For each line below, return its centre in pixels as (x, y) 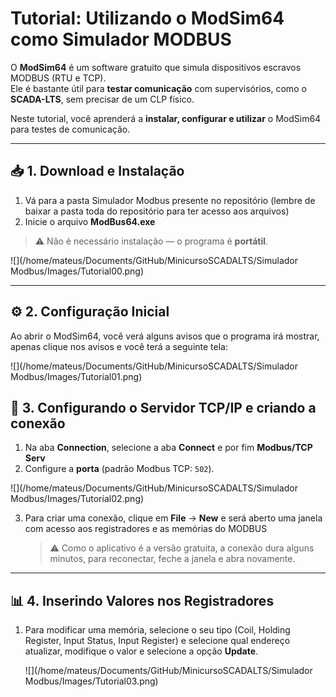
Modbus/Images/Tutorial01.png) (76, 376)
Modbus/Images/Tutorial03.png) (91, 681)
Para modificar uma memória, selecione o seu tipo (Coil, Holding (157, 630)
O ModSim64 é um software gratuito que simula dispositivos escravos (156, 67)
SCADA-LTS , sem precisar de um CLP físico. (102, 99)
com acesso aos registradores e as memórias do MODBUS (146, 529)
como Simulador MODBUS (121, 39)
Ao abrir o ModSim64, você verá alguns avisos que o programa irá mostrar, (165, 336)
